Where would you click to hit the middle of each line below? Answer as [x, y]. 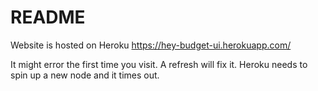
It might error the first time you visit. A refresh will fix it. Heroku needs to [159, 64]
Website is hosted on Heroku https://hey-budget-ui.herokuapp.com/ [151, 45]
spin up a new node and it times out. [85, 75]
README [48, 17]
